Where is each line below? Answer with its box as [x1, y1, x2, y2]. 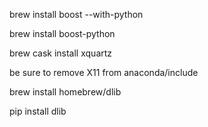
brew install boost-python [9, 28, 116, 39]
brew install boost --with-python [9, 9, 144, 20]
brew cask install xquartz [9, 47, 113, 59]
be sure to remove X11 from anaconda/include [9, 67, 199, 78]
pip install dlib [9, 105, 67, 117]
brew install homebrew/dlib [9, 86, 122, 98]
